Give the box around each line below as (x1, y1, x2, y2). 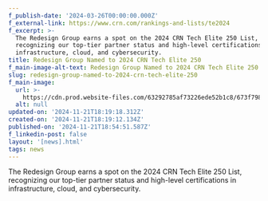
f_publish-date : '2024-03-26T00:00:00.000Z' (8, 11, 159, 20)
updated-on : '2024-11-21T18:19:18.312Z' (8, 108, 145, 116)
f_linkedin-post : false (8, 130, 88, 138)
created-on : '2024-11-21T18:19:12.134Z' (8, 116, 145, 124)
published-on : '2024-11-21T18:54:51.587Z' (8, 123, 152, 131)
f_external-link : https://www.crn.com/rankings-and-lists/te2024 (8, 19, 230, 27)
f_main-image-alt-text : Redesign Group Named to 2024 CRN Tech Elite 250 (8, 64, 259, 72)
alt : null (15, 100, 48, 108)
